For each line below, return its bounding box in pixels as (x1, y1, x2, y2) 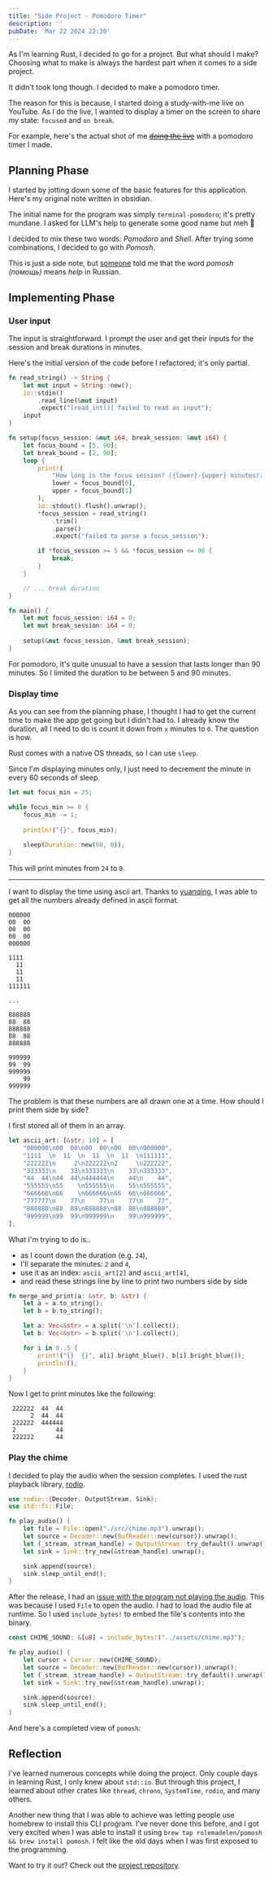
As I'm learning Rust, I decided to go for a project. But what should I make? (8, 50, 258, 59)
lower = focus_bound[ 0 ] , (51, 479, 136, 488)
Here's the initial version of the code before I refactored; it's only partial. (8, 357, 250, 367)
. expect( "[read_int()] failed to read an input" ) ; (37, 404, 213, 412)
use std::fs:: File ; (8, 1503, 75, 1511)
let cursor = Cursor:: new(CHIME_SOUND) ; (23, 1656, 162, 1665)
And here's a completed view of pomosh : (8, 1723, 141, 1733)
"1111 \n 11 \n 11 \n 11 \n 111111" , (23, 1151, 173, 1160)
